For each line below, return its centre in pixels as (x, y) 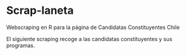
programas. (21, 45)
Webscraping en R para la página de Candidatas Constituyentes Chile (93, 27)
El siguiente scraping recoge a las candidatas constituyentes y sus (89, 39)
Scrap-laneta (40, 11)
